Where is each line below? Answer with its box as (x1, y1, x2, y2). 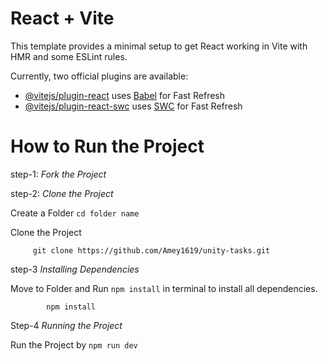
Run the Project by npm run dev (10, 338, 138, 351)
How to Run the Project (10, 135, 205, 158)
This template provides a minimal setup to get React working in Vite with (10, 40, 308, 52)
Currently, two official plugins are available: (10, 70, 189, 82)
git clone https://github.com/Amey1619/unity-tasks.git (32, 245, 271, 256)
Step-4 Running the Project (10, 319, 123, 331)
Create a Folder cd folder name (10, 207, 140, 219)
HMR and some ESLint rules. (10, 50, 128, 62)
